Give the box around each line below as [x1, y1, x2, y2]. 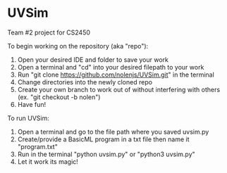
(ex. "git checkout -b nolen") [17, 93, 101, 101]
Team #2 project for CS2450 [7, 28, 90, 37]
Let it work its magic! [17, 157, 79, 166]
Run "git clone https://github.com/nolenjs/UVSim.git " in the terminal [17, 70, 215, 79]
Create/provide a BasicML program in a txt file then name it [17, 135, 190, 143]
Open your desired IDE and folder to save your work [17, 55, 169, 64]
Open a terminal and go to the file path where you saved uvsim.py [17, 127, 209, 136]
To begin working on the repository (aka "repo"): [7, 41, 149, 50]
